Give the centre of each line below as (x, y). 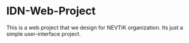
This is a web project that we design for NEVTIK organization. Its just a (95, 27)
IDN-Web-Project (51, 11)
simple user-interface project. (44, 33)
